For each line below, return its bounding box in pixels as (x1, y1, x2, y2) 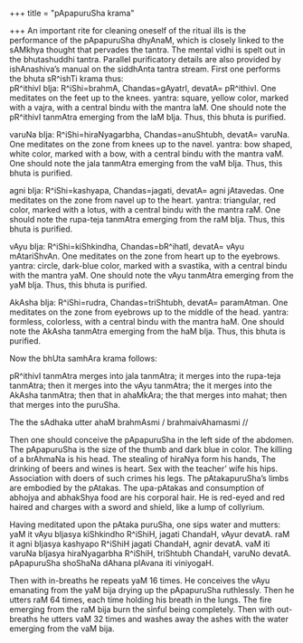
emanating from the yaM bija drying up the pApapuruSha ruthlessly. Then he (9, 585, 295, 595)
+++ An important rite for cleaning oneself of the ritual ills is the (9, 25, 247, 35)
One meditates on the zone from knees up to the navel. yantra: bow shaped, (9, 139, 293, 149)
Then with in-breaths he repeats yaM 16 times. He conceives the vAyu (9, 575, 270, 586)
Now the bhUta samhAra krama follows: (9, 353, 158, 364)
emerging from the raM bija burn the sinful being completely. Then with (9, 604, 275, 614)
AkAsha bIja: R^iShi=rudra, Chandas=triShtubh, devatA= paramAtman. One (9, 298, 289, 307)
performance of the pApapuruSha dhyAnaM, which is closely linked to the (9, 35, 285, 45)
